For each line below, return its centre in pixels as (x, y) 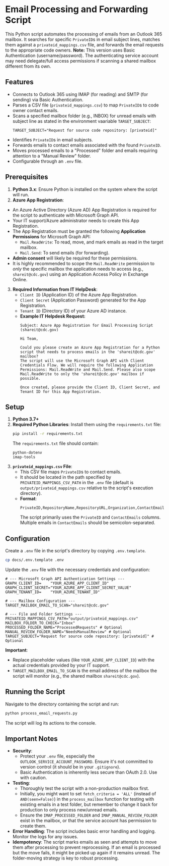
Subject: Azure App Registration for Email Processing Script (87, 325)
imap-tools (24, 457)
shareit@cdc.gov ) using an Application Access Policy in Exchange (80, 274)
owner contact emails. (35, 110)
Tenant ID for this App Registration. (61, 392)
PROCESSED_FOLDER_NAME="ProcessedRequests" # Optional (64, 627)
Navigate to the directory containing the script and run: (62, 704)
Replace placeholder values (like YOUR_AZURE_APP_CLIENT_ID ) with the (83, 659)
